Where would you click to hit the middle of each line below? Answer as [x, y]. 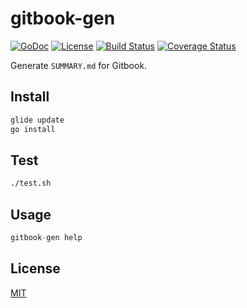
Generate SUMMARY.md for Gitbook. [79, 65]
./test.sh [31, 183]
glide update [37, 120]
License [35, 268]
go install [33, 129]
